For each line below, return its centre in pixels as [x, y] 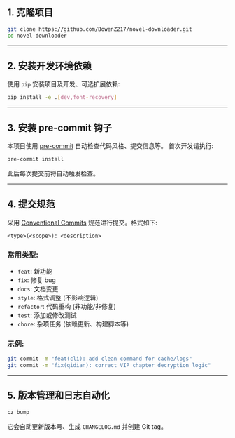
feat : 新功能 [35, 272]
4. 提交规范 [31, 205]
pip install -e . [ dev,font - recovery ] [62, 98]
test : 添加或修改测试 [47, 315]
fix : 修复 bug [36, 280]
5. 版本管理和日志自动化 [58, 396]
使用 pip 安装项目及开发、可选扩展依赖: [64, 84]
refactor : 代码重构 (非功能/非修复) [67, 307]
